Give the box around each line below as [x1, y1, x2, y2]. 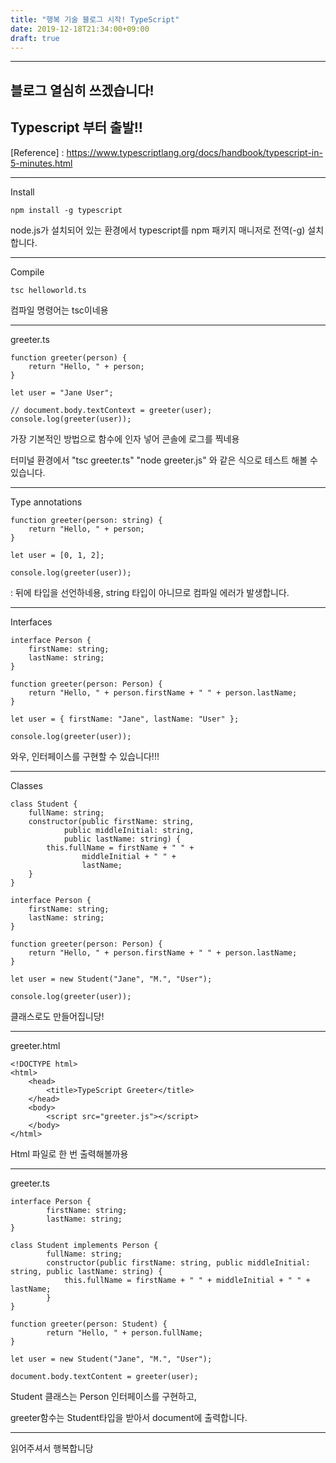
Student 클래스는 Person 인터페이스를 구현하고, [10, 1390, 197, 1402]
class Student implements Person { [10, 1240, 159, 1250]
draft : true [10, 33, 60, 43]
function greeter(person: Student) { [10, 1319, 168, 1329]
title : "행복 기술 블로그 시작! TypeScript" [10, 14, 180, 25]
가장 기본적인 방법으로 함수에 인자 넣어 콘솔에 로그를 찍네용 [10, 432, 240, 445]
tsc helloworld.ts [10, 285, 87, 295]
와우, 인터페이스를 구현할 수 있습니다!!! [10, 750, 160, 762]
